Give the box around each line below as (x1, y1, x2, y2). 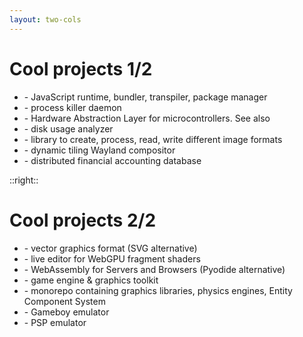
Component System (23, 295, 106, 307)
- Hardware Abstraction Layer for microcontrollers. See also (23, 112, 271, 124)
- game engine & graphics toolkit (23, 274, 159, 286)
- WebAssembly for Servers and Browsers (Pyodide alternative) (23, 263, 286, 275)
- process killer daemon (23, 101, 122, 113)
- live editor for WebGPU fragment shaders (23, 252, 201, 265)
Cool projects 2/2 (9, 209, 157, 231)
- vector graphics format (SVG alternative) (23, 242, 198, 254)
